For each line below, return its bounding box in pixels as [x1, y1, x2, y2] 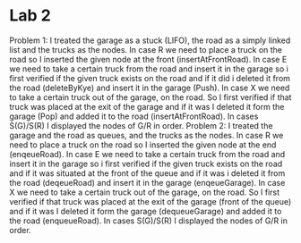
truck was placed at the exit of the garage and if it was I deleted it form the [9, 101, 285, 112]
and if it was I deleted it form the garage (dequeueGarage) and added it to [9, 205, 282, 216]
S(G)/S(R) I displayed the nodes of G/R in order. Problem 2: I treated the [9, 120, 273, 130]
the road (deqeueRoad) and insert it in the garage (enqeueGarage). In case [9, 177, 286, 188]
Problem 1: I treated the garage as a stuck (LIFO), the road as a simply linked [9, 35, 291, 46]
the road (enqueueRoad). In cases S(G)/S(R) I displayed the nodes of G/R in [9, 215, 288, 226]
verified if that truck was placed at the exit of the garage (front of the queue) [9, 196, 292, 206]
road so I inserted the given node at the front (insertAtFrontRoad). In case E [9, 54, 288, 64]
